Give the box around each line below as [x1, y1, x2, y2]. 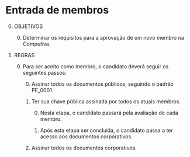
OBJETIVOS [13, 23, 43, 30]
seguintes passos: [22, 69, 67, 76]
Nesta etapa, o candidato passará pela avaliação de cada [40, 109, 179, 116]
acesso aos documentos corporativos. [40, 132, 133, 140]
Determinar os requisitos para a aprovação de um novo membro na [22, 34, 185, 41]
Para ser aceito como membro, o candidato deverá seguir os [22, 62, 169, 70]
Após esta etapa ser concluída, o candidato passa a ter [40, 127, 173, 134]
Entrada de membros [5, 4, 109, 17]
